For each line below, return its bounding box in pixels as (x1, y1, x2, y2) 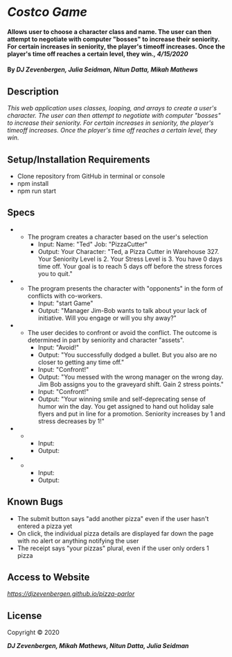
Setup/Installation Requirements (7, 153, 150, 165)
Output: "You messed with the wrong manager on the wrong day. (37, 373, 224, 381)
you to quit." (37, 269, 73, 278)
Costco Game (7, 4, 88, 20)
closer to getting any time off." (37, 358, 125, 366)
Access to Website (7, 572, 90, 583)
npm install (17, 180, 49, 187)
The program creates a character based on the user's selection (27, 232, 208, 241)
